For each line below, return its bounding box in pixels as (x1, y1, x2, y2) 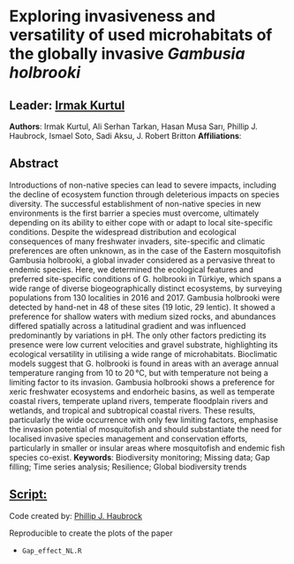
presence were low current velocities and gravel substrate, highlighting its (9, 339, 278, 350)
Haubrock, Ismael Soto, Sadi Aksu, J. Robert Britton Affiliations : (9, 131, 242, 141)
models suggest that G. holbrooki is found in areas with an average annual (9, 358, 279, 369)
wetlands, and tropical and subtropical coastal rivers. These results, (9, 405, 256, 415)
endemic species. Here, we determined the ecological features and (9, 263, 253, 275)
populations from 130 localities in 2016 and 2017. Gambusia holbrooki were (9, 292, 281, 302)
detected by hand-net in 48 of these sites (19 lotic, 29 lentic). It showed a (9, 301, 275, 312)
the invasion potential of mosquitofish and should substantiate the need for (9, 423, 283, 434)
